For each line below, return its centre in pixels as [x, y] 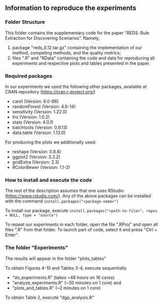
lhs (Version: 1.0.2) [31, 117]
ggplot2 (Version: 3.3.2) [36, 157]
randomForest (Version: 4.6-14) [44, 106]
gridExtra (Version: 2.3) [36, 162]
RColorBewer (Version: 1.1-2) [41, 167]
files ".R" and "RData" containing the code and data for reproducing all [83, 58]
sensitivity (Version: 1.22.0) [40, 111]
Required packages [29, 76]
